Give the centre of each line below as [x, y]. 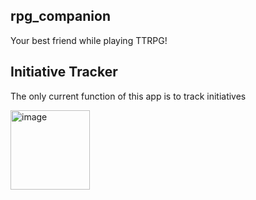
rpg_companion [60, 16]
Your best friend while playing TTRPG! [89, 40]
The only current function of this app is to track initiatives [128, 96]
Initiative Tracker [64, 72]
